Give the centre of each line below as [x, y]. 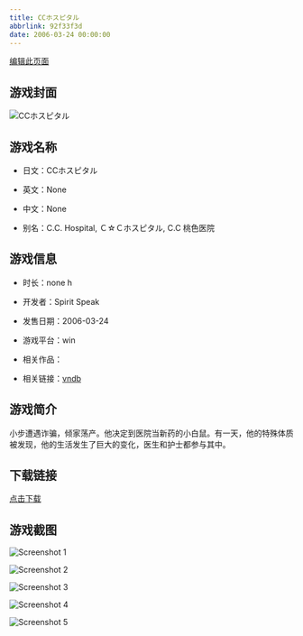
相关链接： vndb [52, 378]
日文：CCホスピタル [60, 171]
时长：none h [47, 282]
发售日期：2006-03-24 [65, 320]
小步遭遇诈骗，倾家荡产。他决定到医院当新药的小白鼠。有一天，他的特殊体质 [151, 433]
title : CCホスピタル [44, 18]
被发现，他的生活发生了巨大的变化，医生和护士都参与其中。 [120, 444]
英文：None [45, 189]
